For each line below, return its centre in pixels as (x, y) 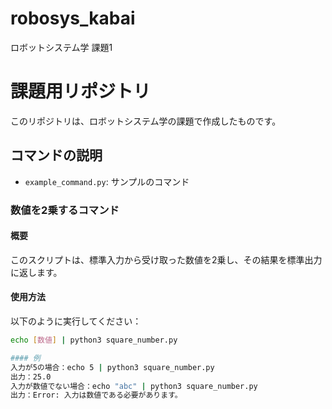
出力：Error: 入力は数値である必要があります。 (96, 395)
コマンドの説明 (56, 155)
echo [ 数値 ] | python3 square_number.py (94, 340)
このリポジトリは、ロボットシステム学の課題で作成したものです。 (146, 121)
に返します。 (36, 272)
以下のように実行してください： (76, 321)
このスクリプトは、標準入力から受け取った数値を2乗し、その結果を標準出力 (166, 259)
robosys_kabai (73, 18)
